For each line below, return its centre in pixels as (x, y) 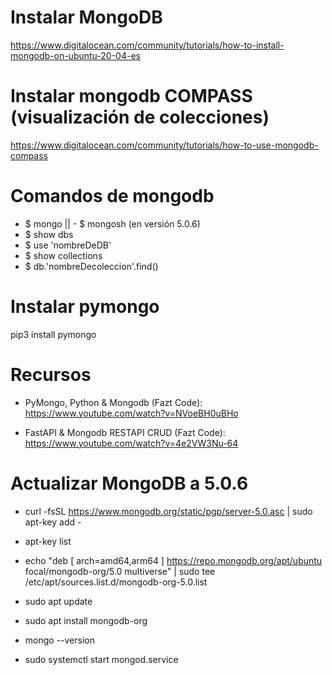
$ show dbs (49, 234)
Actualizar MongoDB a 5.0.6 (129, 483)
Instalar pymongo (85, 307)
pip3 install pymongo (53, 334)
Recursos (51, 374)
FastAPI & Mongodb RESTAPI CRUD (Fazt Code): (125, 432)
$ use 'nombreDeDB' (68, 245)
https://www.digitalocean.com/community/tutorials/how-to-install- (147, 45)
